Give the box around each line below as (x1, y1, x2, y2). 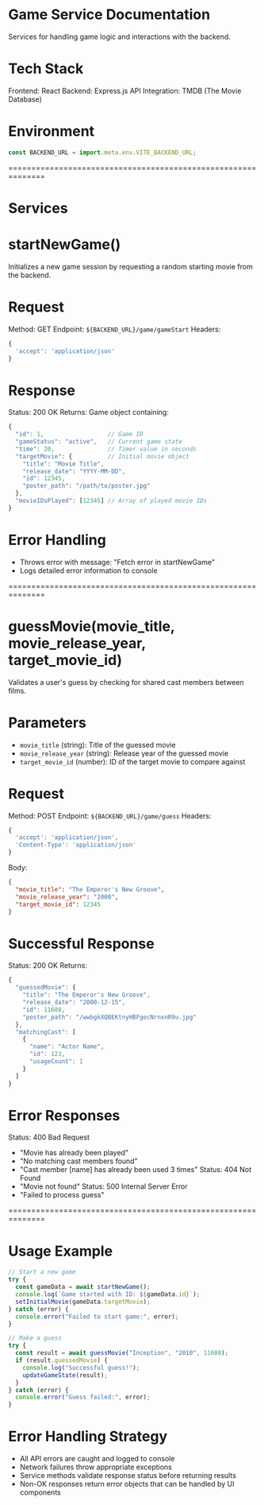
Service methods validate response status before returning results (19, 1471, 236, 1480)
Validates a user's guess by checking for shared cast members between (8, 677, 244, 687)
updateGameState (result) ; (22, 1371, 109, 1379)
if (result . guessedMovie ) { (15, 1356, 109, 1364)
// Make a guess (8, 1334, 62, 1342)
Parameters (8, 714, 87, 732)
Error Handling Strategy (8, 1428, 168, 1445)
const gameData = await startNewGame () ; (15, 1283, 151, 1291)
